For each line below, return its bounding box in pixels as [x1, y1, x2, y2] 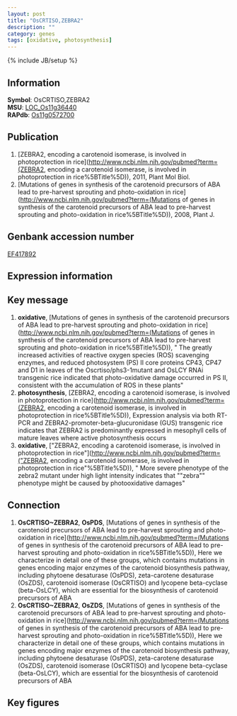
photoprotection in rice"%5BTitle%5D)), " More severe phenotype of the [17, 464, 229, 472]
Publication [7, 131, 59, 143]
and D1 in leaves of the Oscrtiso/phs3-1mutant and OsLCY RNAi [17, 366, 204, 374]
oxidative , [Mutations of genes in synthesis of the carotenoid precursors [17, 313, 230, 321]
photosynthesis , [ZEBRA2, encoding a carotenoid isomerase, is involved [17, 388, 231, 397]
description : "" [7, 23, 55, 30]
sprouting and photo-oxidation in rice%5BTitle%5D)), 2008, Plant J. [17, 210, 215, 218]
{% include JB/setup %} [7, 56, 78, 65]
